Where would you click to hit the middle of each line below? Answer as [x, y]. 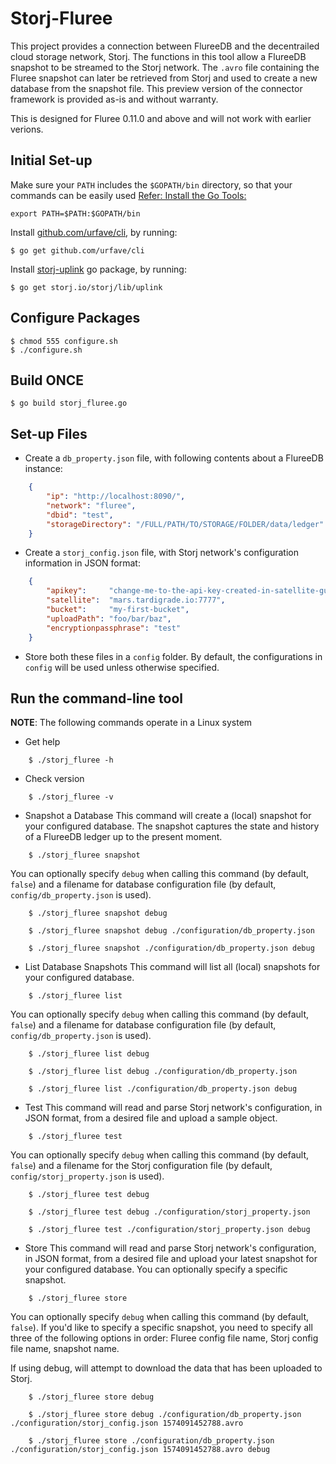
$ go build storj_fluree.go [69, 403]
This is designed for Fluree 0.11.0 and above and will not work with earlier [161, 118]
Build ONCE [47, 380]
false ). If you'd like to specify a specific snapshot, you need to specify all [161, 1328]
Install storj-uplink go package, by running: [98, 269]
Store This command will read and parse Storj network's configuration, [170, 1248]
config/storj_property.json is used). [87, 1176]
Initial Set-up [51, 160]
